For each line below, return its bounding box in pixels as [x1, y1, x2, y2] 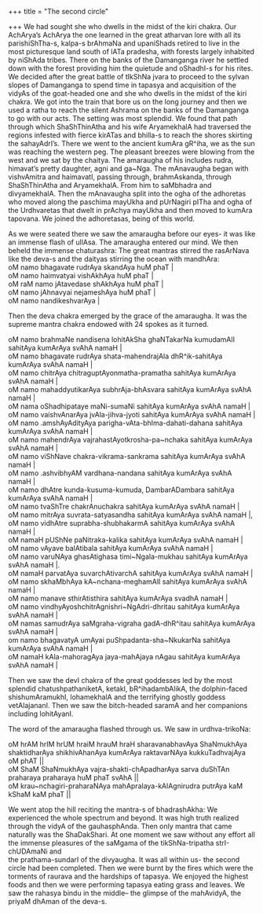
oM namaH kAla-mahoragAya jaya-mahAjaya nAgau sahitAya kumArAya [8, 652, 241, 661]
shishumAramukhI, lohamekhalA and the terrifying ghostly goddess [8, 692, 226, 702]
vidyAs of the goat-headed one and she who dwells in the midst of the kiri [8, 89, 247, 97]
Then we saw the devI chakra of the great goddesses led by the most [8, 676, 233, 685]
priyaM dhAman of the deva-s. [8, 897, 108, 906]
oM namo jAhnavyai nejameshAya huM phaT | [8, 288, 156, 297]
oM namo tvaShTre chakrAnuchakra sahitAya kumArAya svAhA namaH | [8, 502, 240, 511]
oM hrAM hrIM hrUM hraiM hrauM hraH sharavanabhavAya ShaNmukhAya [8, 740, 247, 749]
